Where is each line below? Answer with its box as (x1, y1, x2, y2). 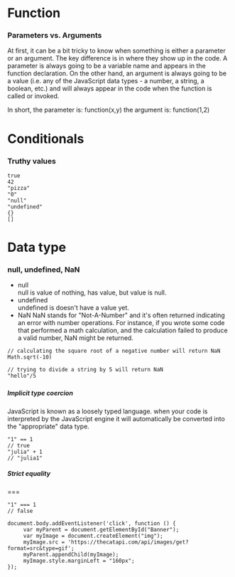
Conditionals (7, 130, 84, 147)
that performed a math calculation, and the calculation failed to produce (17, 326, 229, 335)
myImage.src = (23, 539, 65, 546)
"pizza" (7, 184, 31, 191)
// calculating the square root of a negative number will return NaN (7, 347, 221, 355)
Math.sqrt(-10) (7, 354, 53, 361)
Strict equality (7, 470, 51, 478)
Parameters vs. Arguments (7, 31, 102, 41)
